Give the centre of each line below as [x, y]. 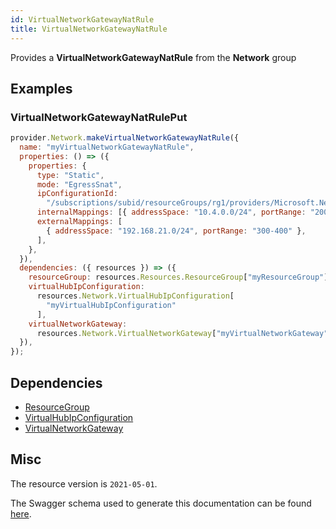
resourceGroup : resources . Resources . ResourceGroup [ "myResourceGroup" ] [178, 277]
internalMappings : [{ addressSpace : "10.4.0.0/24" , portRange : [171, 212]
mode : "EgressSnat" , [79, 184]
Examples [41, 88]
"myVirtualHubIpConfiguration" [111, 305]
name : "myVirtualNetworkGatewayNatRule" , [107, 147]
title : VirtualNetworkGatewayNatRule [89, 29]
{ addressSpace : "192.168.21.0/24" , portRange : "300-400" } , [176, 231]
